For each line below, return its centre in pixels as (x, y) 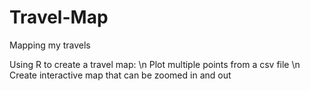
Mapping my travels (50, 45)
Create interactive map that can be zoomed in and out (120, 75)
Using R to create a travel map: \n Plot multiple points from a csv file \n (155, 64)
